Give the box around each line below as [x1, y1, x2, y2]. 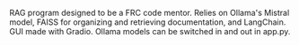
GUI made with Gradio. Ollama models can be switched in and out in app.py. [9, 26, 291, 36]
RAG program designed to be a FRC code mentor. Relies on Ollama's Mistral [9, 8, 290, 18]
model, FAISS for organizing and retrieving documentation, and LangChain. [9, 17, 286, 27]
